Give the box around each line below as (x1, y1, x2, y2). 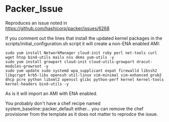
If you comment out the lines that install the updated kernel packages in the (5, 35, 163, 41)
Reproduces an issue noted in (5, 20, 67, 26)
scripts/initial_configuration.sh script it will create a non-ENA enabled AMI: (5, 40, 160, 46)
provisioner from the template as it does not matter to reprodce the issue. (5, 111, 158, 117)
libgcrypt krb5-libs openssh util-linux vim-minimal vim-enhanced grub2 (5, 72, 162, 78)
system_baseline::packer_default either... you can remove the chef (5, 105, 144, 112)
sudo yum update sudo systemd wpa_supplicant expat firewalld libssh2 (5, 68, 157, 73)
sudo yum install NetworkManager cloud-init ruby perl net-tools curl (5, 50, 157, 55)
